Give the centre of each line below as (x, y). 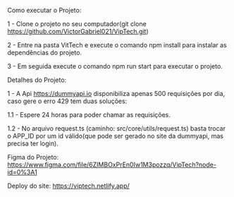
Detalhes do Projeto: (37, 80)
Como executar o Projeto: (44, 10)
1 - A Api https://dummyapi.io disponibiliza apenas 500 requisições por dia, (116, 94)
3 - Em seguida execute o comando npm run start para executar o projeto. (115, 66)
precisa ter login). (33, 143)
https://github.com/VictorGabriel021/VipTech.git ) (78, 31)
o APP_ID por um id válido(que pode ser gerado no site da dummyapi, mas (116, 136)
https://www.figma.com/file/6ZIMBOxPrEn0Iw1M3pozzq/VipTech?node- (112, 165)
